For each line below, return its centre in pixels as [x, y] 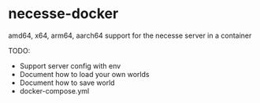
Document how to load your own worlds [84, 74]
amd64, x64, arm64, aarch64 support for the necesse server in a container [130, 35]
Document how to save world [67, 83]
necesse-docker [63, 14]
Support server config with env [70, 66]
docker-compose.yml [54, 90]
